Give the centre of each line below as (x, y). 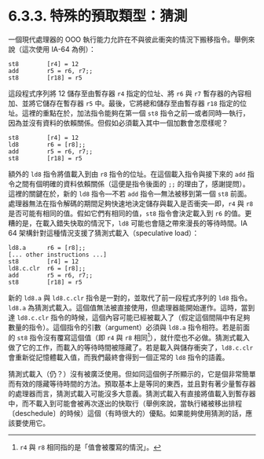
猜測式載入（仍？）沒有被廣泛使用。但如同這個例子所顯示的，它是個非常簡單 (132, 373)
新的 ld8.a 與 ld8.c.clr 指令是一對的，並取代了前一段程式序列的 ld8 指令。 (130, 297)
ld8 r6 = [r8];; (47, 145)
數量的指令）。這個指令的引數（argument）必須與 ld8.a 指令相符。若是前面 (129, 327)
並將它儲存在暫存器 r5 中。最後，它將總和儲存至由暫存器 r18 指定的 (131, 103)
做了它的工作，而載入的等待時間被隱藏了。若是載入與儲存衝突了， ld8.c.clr (131, 347)
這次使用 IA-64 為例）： (59, 49)
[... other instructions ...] (58, 255)
